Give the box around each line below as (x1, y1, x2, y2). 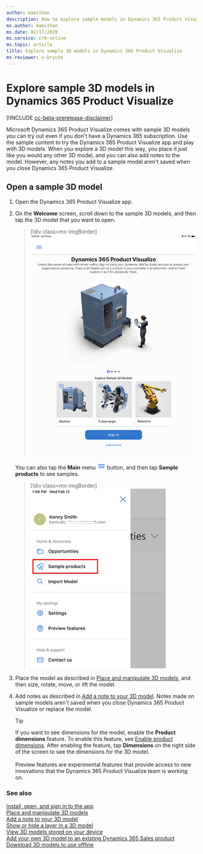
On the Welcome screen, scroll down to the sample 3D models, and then (14, 209, 196, 217)
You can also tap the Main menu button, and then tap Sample (14, 463, 178, 471)
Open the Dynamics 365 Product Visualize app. (14, 198, 133, 205)
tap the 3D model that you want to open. (14, 216, 116, 223)
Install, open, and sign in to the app (6, 803, 94, 810)
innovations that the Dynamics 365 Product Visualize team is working (14, 767, 188, 774)
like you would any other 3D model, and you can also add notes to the (6, 151, 180, 158)
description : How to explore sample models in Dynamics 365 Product (6, 16, 182, 22)
